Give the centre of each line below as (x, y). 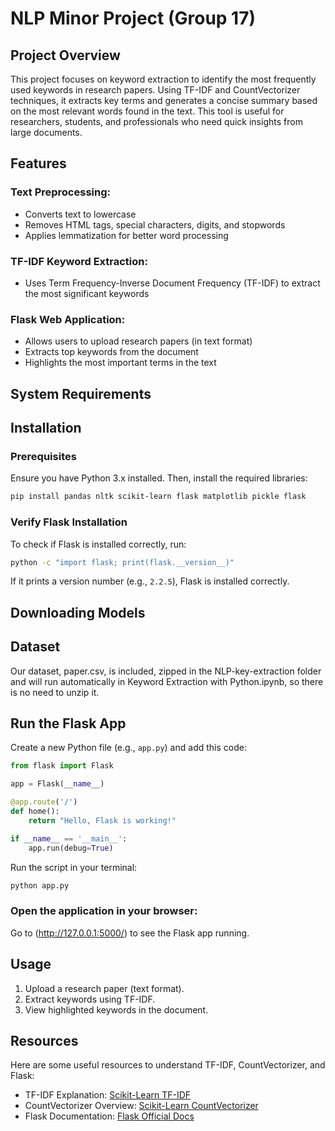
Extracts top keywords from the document (111, 352)
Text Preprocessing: (60, 192)
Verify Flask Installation (69, 522)
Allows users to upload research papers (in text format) (138, 341)
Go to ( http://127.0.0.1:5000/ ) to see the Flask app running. (130, 933)
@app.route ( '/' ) (44, 802)
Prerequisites (43, 456)
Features (38, 163)
